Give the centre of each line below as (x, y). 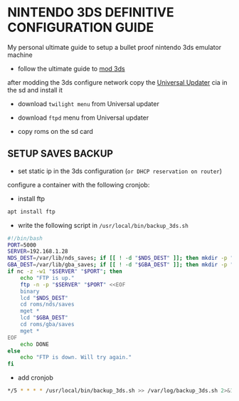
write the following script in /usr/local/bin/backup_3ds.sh (103, 225)
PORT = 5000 (22, 245)
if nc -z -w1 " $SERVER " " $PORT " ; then (65, 271)
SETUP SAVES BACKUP (60, 154)
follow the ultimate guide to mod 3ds (71, 68)
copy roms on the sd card (55, 131)
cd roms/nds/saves (47, 304)
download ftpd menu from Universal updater (83, 118)
